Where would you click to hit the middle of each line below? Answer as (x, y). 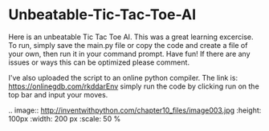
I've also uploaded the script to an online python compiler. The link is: (123, 77)
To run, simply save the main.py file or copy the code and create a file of (128, 45)
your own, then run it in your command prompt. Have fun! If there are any (129, 54)
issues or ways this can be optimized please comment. (99, 62)
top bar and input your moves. (58, 94)
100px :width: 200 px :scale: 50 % (65, 118)
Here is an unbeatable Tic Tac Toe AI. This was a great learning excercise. (131, 37)
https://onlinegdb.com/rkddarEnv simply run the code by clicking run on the (134, 86)
